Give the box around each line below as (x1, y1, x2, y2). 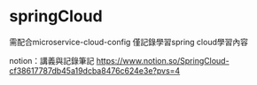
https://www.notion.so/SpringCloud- (96, 55, 230, 66)
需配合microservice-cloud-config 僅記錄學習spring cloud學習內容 (9, 36, 249, 47)
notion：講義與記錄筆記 (9, 55, 95, 66)
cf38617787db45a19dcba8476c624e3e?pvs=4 (9, 65, 181, 76)
